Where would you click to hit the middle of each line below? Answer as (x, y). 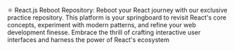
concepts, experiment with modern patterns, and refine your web (102, 25)
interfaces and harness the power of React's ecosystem (89, 40)
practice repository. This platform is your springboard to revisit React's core (117, 17)
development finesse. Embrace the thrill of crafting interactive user (104, 32)
